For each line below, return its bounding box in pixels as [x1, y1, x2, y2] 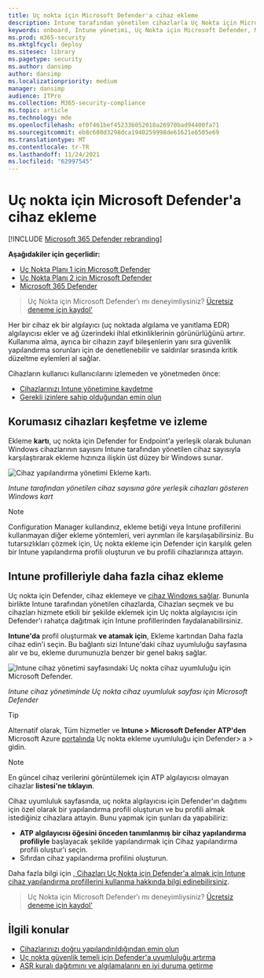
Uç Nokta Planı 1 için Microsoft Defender [19, 265, 151, 274]
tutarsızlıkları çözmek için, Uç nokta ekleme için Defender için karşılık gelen [8, 539, 252, 548]
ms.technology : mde [8, 114, 72, 122]
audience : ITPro [8, 92, 61, 100]
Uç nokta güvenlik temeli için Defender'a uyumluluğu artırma [19, 952, 216, 961]
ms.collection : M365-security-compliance [8, 99, 146, 107]
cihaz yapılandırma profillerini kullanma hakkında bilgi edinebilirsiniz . [8, 877, 230, 886]
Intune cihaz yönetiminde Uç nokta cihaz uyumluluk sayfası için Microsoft [8, 686, 247, 696]
